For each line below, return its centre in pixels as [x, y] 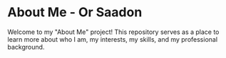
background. [26, 47]
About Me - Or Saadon [75, 12]
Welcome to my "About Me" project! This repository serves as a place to [113, 32]
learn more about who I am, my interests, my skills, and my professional [113, 39]
